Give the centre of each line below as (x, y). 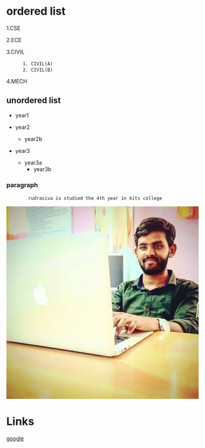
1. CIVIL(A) (38, 64)
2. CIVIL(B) (38, 70)
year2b (33, 139)
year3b (42, 169)
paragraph (22, 185)
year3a (33, 163)
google (15, 438)
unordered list (34, 101)
